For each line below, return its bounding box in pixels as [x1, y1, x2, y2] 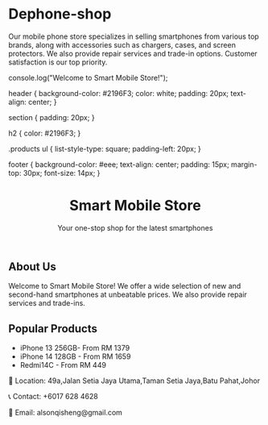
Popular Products [8, 322, 98, 335]
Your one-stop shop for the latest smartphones [57, 223, 213, 232]
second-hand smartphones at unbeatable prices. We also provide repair [8, 290, 248, 299]
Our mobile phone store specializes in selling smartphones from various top [8, 31, 259, 41]
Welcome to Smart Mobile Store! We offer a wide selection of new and [8, 281, 241, 291]
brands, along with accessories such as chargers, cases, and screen [8, 40, 236, 49]
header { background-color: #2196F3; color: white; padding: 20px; [8, 88, 229, 98]
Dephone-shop [8, 5, 112, 23]
